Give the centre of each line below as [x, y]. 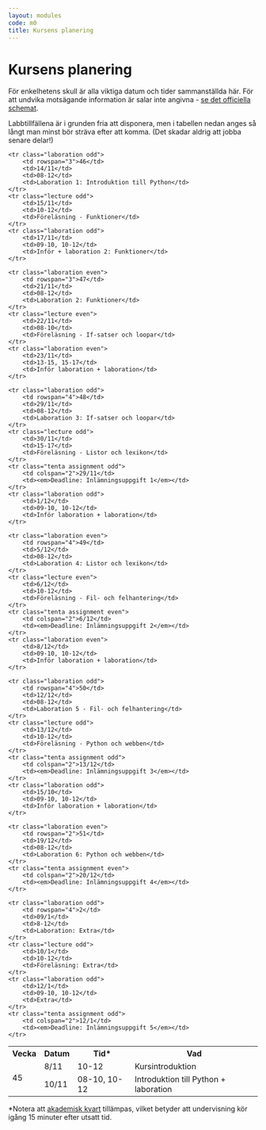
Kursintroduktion [165, 1067]
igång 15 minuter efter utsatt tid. [60, 1117]
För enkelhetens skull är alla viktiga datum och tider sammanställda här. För [131, 91]
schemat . [23, 108]
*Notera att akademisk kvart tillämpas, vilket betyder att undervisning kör [128, 1109]
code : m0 [23, 23]
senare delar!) [31, 140]
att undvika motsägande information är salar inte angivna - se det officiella [129, 100]
